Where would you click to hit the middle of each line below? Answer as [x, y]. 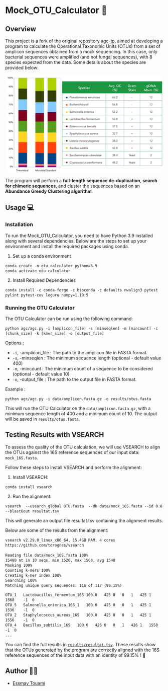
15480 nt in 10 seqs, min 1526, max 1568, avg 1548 [60, 560]
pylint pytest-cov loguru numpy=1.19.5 [47, 295]
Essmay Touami [29, 683]
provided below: [22, 68]
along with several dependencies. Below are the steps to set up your [76, 241]
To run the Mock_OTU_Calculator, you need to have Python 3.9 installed [79, 236]
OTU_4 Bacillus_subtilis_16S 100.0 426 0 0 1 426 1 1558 [81, 625]
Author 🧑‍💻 [22, 671]
